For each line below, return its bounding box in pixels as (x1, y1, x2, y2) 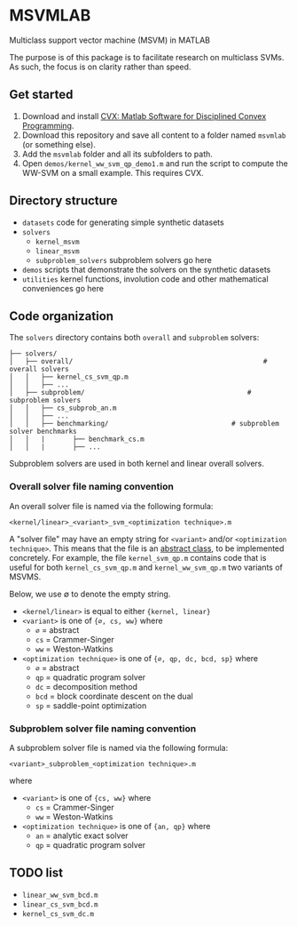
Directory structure (9, 193, 118, 209)
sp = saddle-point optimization (35, 699, 147, 711)
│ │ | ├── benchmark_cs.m (9, 435, 145, 444)
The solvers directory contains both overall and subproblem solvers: (9, 332, 260, 343)
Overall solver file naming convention (9, 481, 175, 493)
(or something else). (21, 139, 96, 149)
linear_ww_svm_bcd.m (21, 891, 98, 899)
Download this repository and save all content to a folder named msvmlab (21, 130, 286, 140)
